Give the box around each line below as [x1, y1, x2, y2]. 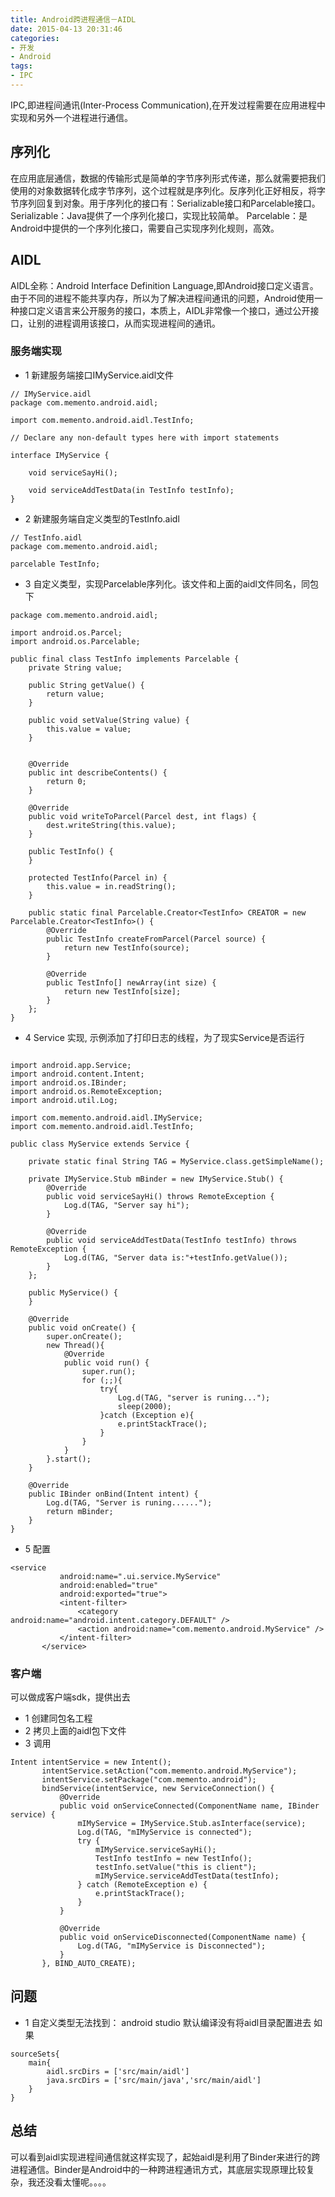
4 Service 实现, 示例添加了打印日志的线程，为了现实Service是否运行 [24, 1031, 305, 1043]
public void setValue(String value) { [28, 715, 190, 725]
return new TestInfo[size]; [63, 986, 182, 996]
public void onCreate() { [28, 1322, 137, 1333]
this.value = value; [46, 724, 132, 734]
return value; [46, 689, 105, 699]
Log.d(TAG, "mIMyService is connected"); [77, 1827, 253, 1838]
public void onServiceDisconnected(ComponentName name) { [59, 1932, 307, 1943]
